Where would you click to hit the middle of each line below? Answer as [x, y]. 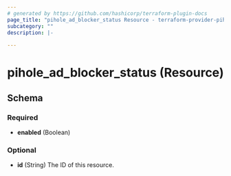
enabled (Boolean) [44, 132]
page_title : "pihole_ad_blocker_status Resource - [81, 20]
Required [23, 117]
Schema [25, 98]
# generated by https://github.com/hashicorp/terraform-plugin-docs [107, 13]
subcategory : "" [30, 26]
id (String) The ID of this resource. [66, 165]
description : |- [30, 33]
